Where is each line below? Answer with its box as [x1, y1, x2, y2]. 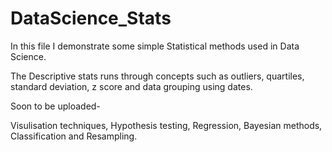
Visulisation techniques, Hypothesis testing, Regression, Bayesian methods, [10, 119, 323, 131]
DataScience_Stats [10, 7, 172, 30]
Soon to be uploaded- [10, 100, 101, 112]
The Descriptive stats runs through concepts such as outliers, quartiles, [10, 70, 305, 82]
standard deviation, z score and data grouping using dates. [10, 80, 253, 92]
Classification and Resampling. [10, 130, 138, 142]
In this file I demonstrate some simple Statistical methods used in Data [10, 40, 300, 52]
